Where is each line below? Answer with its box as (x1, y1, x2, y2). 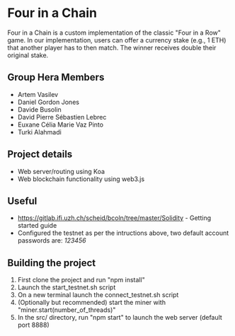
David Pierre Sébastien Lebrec (17, 112, 107, 121)
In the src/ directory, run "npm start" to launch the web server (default (17, 313, 223, 322)
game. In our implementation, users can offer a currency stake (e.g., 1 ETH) (7, 35, 227, 44)
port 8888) (17, 320, 50, 330)
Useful (7, 195, 38, 207)
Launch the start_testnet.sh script (17, 283, 116, 291)
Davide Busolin (17, 105, 62, 114)
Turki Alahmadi (17, 127, 62, 136)
